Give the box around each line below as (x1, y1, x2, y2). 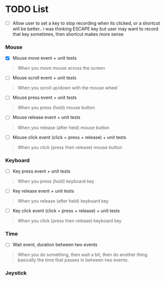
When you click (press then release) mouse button (17, 144, 122, 150)
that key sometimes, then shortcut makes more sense (12, 31, 124, 37)
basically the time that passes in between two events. (17, 257, 129, 263)
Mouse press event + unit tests (12, 94, 77, 101)
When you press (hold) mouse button (17, 104, 95, 111)
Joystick (5, 269, 27, 276)
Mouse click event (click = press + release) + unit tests (12, 134, 127, 140)
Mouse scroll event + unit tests (12, 75, 77, 81)
